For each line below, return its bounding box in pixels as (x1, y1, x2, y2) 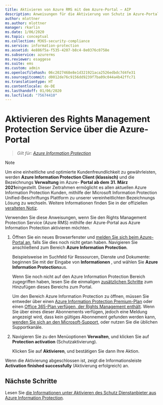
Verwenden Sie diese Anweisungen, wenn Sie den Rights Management (5, 214, 147, 221)
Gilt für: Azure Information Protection (16, 150, 91, 156)
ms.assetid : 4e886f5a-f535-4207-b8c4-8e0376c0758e (5, 48, 110, 52)
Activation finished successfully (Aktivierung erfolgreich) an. (5, 363, 130, 369)
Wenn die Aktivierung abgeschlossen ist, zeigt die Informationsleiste (5, 357, 142, 364)
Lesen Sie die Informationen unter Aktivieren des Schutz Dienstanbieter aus (5, 390, 157, 395)
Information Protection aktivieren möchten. (5, 225, 91, 231)
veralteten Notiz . (5, 205, 38, 211)
